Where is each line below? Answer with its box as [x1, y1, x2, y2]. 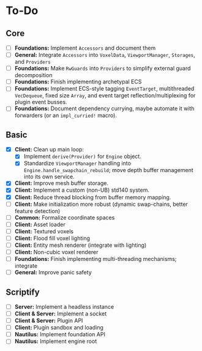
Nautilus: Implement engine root [14, 338, 97, 345]
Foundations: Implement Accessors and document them [14, 44, 156, 51]
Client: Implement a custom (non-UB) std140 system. [14, 186, 149, 194]
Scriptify [6, 287, 40, 297]
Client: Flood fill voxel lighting [14, 234, 90, 242]
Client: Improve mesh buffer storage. [14, 179, 108, 187]
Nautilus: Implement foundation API [14, 331, 105, 338]
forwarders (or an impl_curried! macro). [14, 111, 118, 119]
